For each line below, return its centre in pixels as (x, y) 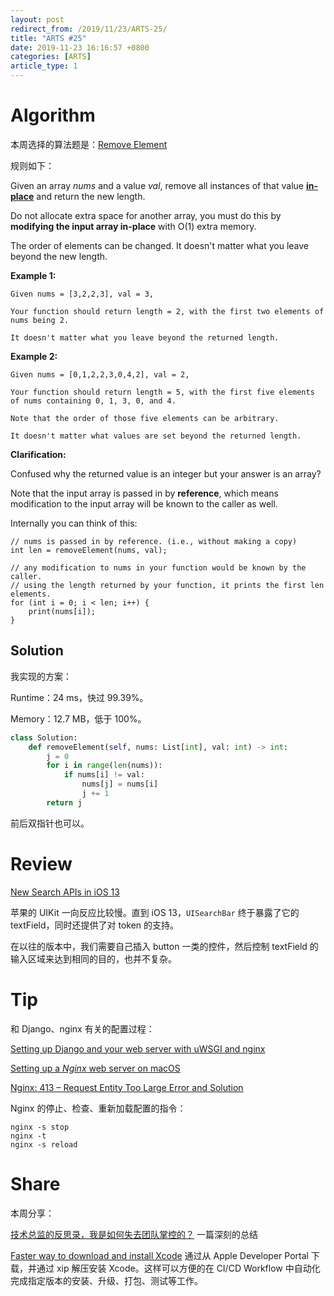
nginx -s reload (44, 1144)
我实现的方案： (41, 676)
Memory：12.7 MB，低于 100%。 (78, 718)
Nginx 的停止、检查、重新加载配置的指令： (98, 1108)
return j (64, 802)
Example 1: (33, 275)
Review (41, 863)
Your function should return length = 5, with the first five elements (162, 392)
